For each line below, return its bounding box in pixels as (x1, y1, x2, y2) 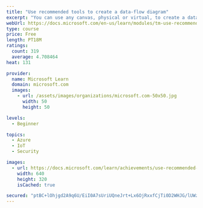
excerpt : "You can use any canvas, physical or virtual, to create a (6, 15, 185, 21)
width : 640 (17, 171, 45, 177)
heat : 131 (6, 59, 31, 65)
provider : (6, 70, 31, 76)
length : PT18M (6, 37, 42, 43)
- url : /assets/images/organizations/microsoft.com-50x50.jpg (17, 93, 177, 99)
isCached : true (17, 182, 56, 188)
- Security (11, 149, 39, 155)
